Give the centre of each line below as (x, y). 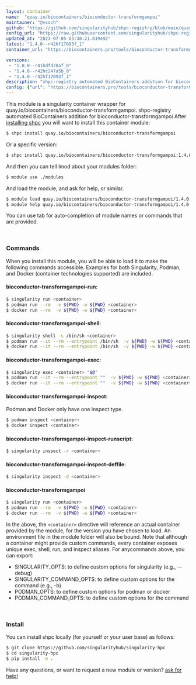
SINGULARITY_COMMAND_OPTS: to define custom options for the (94, 579)
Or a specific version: (32, 144)
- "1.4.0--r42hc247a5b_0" (40, 71)
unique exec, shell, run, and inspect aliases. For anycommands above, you (95, 549)
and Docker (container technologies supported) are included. (80, 273)
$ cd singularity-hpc (32, 653)
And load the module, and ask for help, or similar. (65, 188)
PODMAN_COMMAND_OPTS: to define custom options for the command (101, 598)
